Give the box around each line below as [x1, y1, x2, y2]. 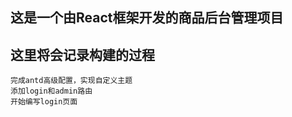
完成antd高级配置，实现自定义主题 [10, 76, 133, 86]
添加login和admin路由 [10, 86, 93, 97]
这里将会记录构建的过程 [10, 46, 155, 63]
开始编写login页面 [10, 97, 78, 107]
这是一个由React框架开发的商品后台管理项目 [10, 9, 284, 27]
